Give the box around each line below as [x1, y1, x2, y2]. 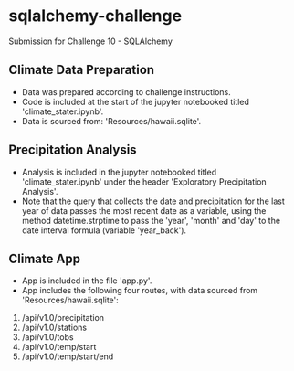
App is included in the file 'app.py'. [21, 275, 152, 286]
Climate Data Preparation [8, 62, 155, 78]
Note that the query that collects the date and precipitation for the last [21, 196, 285, 207]
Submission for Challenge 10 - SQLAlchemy [8, 36, 173, 47]
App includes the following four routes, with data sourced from [21, 285, 258, 296]
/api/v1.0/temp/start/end [21, 351, 114, 362]
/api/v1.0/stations [21, 322, 88, 334]
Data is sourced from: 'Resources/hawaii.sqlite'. [21, 115, 202, 126]
